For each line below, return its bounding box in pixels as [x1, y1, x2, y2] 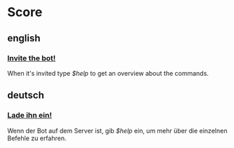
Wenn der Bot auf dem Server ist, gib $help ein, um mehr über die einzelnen [7, 126, 228, 135]
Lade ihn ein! [7, 110, 53, 120]
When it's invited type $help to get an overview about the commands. [7, 69, 209, 77]
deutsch [7, 89, 44, 102]
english [7, 32, 41, 44]
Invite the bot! [7, 53, 56, 63]
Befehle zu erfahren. [7, 134, 67, 142]
